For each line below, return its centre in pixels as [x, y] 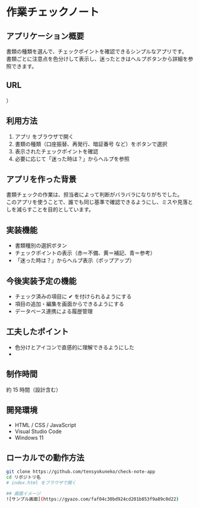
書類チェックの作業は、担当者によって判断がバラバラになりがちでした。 [94, 195]
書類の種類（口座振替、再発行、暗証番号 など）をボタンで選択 [91, 144]
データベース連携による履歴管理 [54, 311]
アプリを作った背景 [41, 179]
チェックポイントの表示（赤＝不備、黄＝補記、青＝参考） [85, 253]
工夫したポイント [37, 332]
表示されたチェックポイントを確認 [56, 151]
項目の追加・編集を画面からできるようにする [70, 304]
